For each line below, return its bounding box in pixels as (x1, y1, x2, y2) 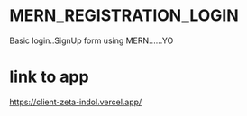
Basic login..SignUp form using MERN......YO (9, 35, 174, 46)
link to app (9, 67, 89, 87)
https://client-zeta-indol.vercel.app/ (9, 96, 142, 107)
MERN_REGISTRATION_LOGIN (9, 5, 239, 26)
